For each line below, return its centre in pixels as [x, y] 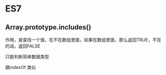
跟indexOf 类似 [20, 67]
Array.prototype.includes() [48, 27]
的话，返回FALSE [23, 46]
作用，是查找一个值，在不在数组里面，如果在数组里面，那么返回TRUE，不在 [83, 40]
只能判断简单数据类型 [27, 56]
